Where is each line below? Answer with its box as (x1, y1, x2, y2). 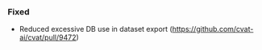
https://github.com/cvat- (172, 25, 254, 34)
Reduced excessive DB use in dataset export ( (19, 25, 173, 34)
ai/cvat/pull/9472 (19, 33, 77, 42)
